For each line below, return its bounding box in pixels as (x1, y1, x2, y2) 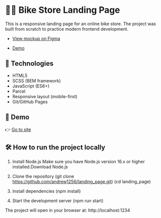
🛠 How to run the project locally (5, 143, 105, 151)
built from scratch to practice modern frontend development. (5, 26, 129, 32)
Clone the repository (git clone (12, 174, 74, 180)
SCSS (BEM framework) (12, 77, 61, 83)
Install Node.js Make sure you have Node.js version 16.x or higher (12, 159, 145, 165)
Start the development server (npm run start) (12, 198, 104, 204)
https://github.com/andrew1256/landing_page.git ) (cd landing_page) (12, 179, 151, 184)
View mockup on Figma (12, 36, 61, 41)
